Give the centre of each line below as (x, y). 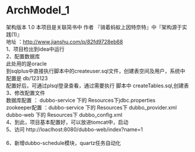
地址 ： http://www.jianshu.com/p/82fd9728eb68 (65, 42)
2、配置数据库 (23, 56)
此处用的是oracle (27, 63)
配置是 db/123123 (27, 78)
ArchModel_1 (38, 10)
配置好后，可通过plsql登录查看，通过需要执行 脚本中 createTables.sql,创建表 (97, 85)
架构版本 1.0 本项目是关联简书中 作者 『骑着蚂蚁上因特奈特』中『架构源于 (94, 27)
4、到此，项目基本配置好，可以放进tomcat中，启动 (67, 122)
